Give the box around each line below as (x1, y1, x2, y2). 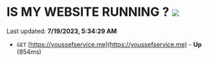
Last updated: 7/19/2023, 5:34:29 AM (6, 27, 117, 35)
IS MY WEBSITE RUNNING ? (6, 4, 170, 20)
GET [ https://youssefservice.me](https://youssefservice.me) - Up (16, 40, 202, 48)
